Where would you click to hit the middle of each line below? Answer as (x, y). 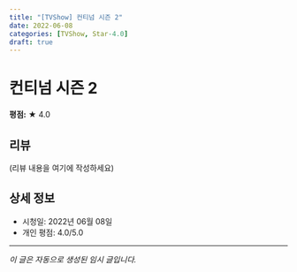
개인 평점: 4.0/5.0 (53, 232)
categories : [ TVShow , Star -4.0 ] (69, 34)
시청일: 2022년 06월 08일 (67, 221)
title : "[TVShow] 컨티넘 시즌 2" (66, 17)
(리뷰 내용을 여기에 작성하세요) (62, 168)
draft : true (31, 42)
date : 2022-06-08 (41, 26)
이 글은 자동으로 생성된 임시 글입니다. (73, 259)
